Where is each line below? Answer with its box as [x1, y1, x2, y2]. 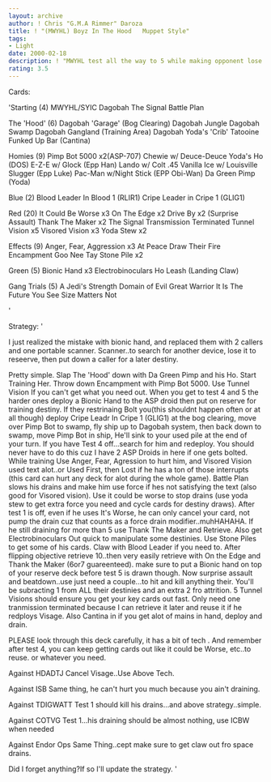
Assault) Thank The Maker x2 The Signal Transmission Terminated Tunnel [8, 216, 255, 227]
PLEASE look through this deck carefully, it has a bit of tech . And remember [8, 635, 262, 645]
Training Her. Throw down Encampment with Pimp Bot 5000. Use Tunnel [8, 378, 250, 388]
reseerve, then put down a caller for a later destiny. [8, 354, 179, 364]
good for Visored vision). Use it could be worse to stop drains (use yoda [8, 490, 248, 500]
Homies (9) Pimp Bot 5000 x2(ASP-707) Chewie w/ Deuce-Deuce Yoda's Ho [8, 151, 264, 160]
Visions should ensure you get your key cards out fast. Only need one [8, 593, 241, 604]
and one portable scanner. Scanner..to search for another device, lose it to [8, 345, 256, 355]
